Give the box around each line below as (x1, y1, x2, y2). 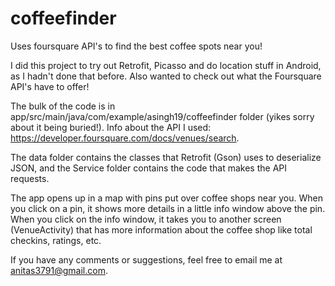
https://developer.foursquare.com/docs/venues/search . (10, 132, 240, 144)
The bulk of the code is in (10, 100, 116, 112)
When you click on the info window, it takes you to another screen (10, 213, 282, 225)
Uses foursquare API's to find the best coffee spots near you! (10, 40, 263, 52)
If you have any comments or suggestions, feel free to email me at (10, 253, 283, 266)
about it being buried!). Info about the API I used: (10, 121, 212, 133)
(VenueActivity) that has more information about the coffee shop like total (10, 223, 313, 236)
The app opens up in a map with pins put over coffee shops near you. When (10, 192, 323, 204)
